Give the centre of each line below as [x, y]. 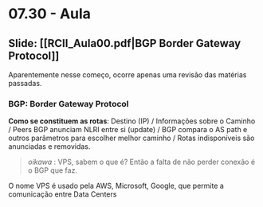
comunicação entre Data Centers [63, 194]
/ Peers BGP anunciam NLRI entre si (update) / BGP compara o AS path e [128, 130]
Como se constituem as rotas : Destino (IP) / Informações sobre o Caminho [132, 121]
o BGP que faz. [53, 170]
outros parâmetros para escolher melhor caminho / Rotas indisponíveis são [131, 138]
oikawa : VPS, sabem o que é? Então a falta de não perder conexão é [141, 162]
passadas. [25, 83]
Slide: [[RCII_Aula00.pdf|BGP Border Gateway [125, 43]
